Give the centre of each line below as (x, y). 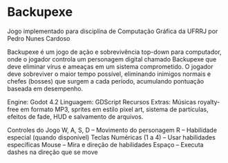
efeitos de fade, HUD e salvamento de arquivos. (75, 116)
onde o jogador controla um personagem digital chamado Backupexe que (112, 59)
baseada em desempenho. (45, 88)
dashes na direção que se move (53, 152)
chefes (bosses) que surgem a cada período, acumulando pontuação (106, 81)
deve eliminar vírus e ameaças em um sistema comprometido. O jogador (110, 66)
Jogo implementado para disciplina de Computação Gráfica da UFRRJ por (113, 31)
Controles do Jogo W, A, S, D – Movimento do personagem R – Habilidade (112, 130)
